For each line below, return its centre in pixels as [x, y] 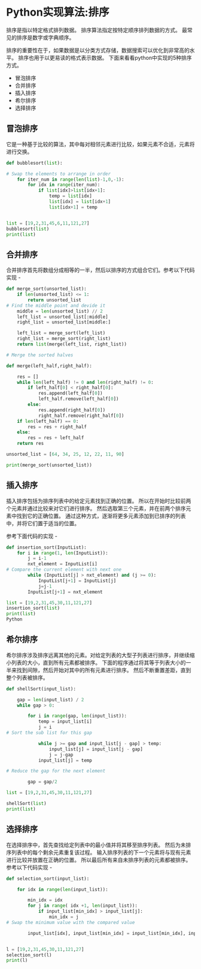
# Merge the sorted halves [40, 355]
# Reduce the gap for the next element [56, 771]
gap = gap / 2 [43, 782]
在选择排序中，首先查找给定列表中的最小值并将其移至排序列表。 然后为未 [96, 844]
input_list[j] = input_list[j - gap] [96, 749]
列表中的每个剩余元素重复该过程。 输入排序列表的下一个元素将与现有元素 [101, 852]
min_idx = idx [45, 900]
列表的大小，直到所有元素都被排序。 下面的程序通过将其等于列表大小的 [98, 662]
